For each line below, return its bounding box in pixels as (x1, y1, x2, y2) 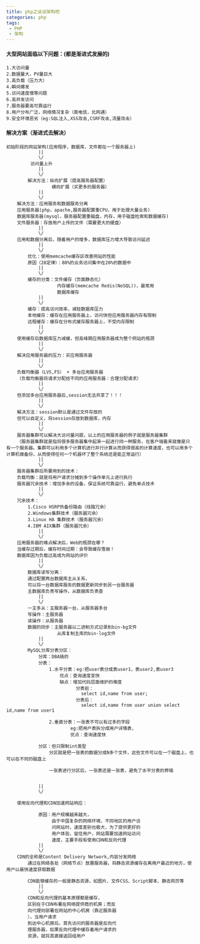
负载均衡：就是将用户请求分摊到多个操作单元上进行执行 (17, 474, 133, 480)
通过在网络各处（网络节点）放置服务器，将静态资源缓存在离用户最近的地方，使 (27, 860, 192, 866)
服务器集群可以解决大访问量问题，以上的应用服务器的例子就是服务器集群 (17, 432, 168, 438)
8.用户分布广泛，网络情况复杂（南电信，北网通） (6, 109, 109, 115)
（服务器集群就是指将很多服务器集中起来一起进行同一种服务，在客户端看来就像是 (17, 439, 186, 445)
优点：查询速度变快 (59, 673, 100, 679)
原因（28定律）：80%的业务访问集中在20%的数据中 (27, 259, 131, 266)
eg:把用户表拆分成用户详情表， (70, 725, 136, 731)
